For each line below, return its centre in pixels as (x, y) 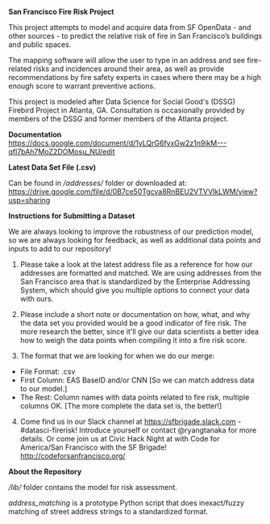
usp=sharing (29, 200)
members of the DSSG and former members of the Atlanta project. (118, 119)
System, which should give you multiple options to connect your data (135, 290)
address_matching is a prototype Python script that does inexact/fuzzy (126, 503)
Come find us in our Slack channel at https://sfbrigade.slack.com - (131, 421)
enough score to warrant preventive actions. (82, 86)
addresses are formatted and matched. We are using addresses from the (141, 273)
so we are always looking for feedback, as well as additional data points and (135, 240)
